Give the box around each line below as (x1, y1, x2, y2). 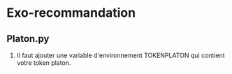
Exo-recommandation (6, 5, 136, 21)
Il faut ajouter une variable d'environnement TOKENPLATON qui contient (16, 51, 225, 59)
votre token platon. (16, 59, 71, 67)
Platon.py (6, 33, 50, 45)
